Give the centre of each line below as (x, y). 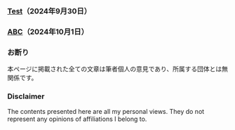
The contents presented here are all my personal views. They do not (106, 112)
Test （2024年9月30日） (49, 11)
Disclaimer (26, 96)
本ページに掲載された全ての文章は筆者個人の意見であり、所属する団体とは (115, 69)
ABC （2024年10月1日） (48, 32)
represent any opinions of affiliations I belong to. (77, 119)
